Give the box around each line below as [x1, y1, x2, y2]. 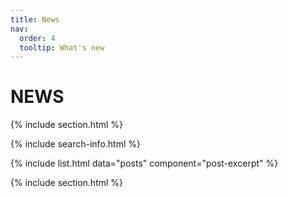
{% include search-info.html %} [10, 138, 141, 150]
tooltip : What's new [19, 42, 105, 53]
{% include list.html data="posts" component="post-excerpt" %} [10, 157, 279, 170]
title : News [10, 14, 60, 25]
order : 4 [19, 33, 56, 43]
